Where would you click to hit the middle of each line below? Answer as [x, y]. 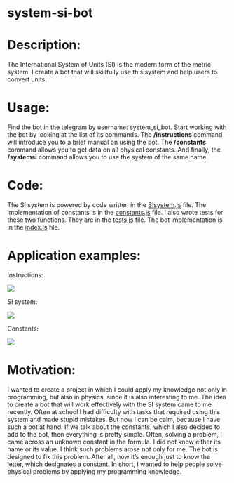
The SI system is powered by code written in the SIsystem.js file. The [107, 205]
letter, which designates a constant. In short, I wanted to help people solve [115, 464]
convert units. [27, 79]
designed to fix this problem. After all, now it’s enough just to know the [109, 456]
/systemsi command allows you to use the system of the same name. [108, 157]
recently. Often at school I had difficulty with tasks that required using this [114, 411]
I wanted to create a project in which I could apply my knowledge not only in [117, 389]
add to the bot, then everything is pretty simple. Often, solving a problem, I [115, 434]
